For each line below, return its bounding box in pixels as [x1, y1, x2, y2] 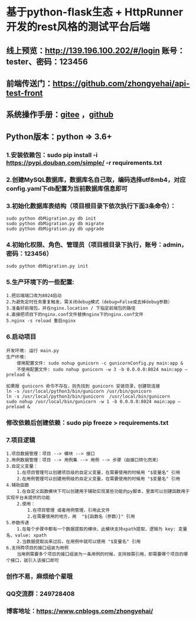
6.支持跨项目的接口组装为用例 [6, 545, 69, 551]
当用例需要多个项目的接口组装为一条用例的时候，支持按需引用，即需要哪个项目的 [17, 551, 184, 557]
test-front [6, 88, 43, 98]
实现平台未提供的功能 [6, 495, 50, 500]
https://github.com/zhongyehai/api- [53, 78, 190, 89]
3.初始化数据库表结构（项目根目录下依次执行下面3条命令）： [6, 201, 176, 210]
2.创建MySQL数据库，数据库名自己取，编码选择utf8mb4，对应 [6, 175, 186, 184]
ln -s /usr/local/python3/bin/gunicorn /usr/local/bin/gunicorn [6, 394, 170, 399]
